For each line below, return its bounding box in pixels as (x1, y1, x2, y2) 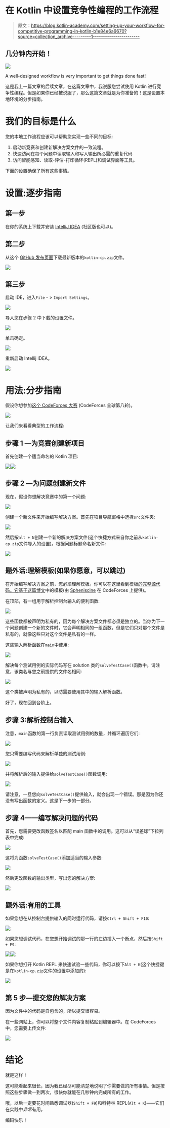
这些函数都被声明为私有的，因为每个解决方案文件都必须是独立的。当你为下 (5, 618, 160, 624)
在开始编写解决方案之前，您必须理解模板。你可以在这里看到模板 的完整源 (5, 581, 156, 587)
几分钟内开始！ (5, 49, 52, 58)
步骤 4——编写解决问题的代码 (5, 813, 98, 822)
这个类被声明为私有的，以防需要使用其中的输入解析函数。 (5, 688, 125, 694)
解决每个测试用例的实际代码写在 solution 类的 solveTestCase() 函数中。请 (5, 662, 156, 668)
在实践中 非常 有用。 (5, 1106, 46, 1112)
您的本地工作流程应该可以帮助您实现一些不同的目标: (5, 133, 113, 140)
